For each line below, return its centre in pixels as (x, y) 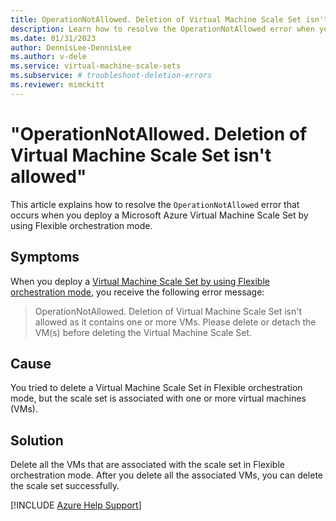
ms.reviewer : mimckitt (57, 85)
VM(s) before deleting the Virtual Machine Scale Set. (143, 332)
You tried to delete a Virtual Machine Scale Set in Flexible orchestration (156, 388)
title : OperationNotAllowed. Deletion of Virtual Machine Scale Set (156, 19)
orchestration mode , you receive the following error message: (137, 292)
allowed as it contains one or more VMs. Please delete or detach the (175, 322)
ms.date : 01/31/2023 (53, 38)
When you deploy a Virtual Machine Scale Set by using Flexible (140, 281)
